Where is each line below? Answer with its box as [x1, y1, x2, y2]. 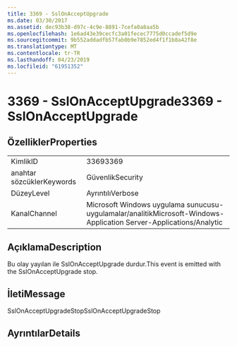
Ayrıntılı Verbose [86, 188, 139, 198]
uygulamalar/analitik [86, 208, 153, 218]
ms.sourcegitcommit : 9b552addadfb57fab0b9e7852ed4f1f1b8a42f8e [7, 37, 197, 44]
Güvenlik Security [86, 172, 143, 182]
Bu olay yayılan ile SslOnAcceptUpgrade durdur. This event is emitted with [7, 260, 221, 268]
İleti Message [7, 287, 66, 300]
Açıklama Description [7, 241, 102, 253]
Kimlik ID [11, 156, 39, 166]
